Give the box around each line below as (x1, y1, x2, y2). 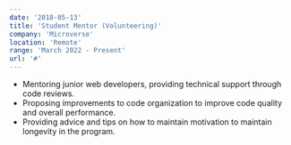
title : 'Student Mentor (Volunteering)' (9, 21, 163, 30)
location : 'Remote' (9, 37, 82, 47)
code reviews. (21, 88, 74, 99)
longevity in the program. (21, 126, 116, 136)
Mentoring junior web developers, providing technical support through (21, 79, 282, 89)
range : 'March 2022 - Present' (9, 46, 126, 55)
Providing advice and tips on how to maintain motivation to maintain (21, 117, 272, 127)
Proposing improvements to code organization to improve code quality (21, 98, 283, 108)
